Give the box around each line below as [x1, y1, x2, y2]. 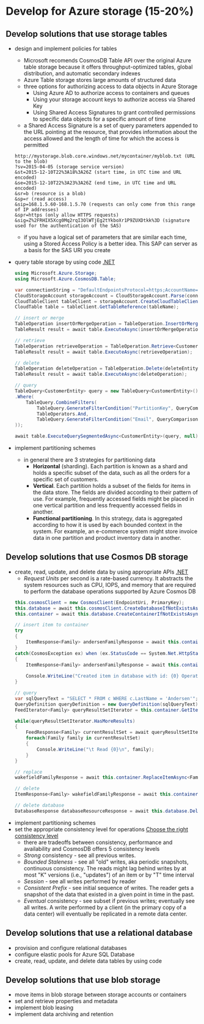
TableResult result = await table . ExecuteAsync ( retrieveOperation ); [14, 349, 193, 355]
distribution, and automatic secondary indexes [23, 70, 141, 77]
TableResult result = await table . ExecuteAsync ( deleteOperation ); [14, 372, 188, 378]
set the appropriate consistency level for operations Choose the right [14, 825, 189, 833]
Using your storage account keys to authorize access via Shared [32, 96, 195, 103]
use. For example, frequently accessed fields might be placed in [32, 495, 195, 503]
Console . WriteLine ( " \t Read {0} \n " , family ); [37, 746, 155, 752]
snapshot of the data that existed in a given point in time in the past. [23, 891, 195, 898]
